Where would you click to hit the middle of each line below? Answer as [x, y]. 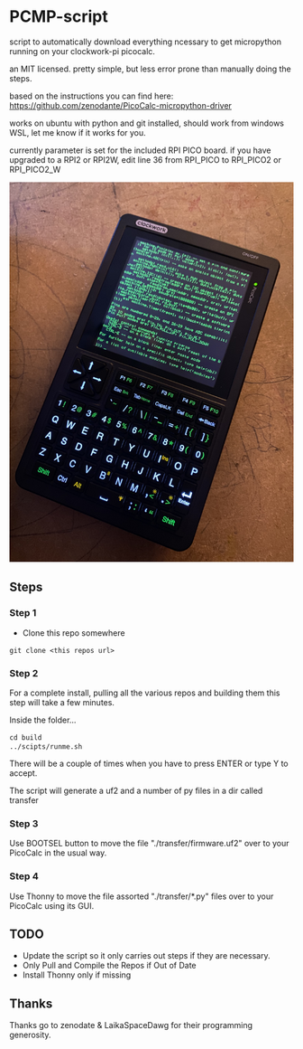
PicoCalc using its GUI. [52, 905]
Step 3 [24, 823]
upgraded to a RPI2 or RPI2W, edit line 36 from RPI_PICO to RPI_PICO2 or [145, 159]
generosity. [30, 1035]
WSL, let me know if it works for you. [78, 132]
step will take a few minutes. [62, 702]
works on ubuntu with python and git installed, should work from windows [147, 123]
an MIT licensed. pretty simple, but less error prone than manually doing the [150, 69]
